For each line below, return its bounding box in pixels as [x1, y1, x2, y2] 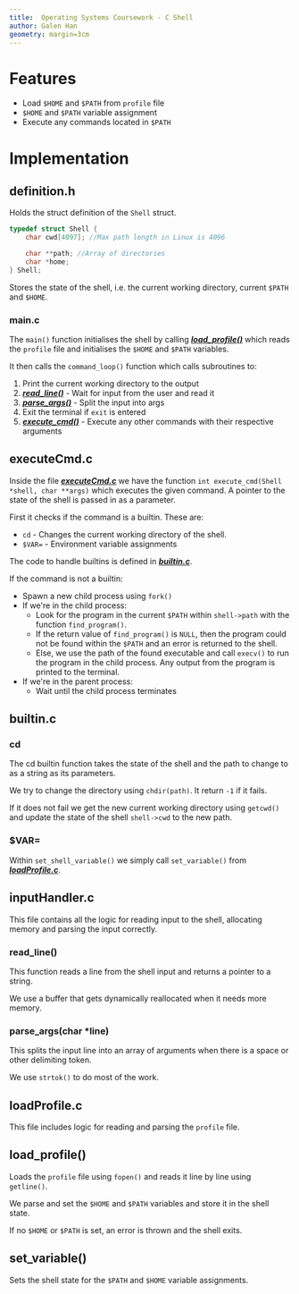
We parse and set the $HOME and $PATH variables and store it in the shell [9, 1197, 270, 1208]
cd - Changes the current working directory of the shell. [21, 529, 228, 539]
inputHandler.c [9, 891, 95, 906]
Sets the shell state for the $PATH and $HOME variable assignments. [9, 1274, 249, 1285]
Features [9, 68, 77, 89]
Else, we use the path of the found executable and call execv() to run [35, 647, 290, 658]
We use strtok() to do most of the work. [9, 1072, 159, 1083]
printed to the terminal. [35, 666, 120, 677]
